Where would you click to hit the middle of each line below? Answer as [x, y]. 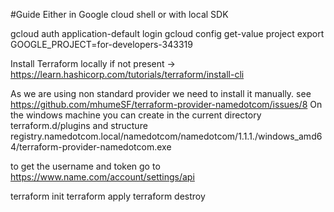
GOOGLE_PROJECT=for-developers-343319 [101, 44]
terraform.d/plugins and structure [79, 125]
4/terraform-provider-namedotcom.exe [91, 147]
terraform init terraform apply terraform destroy [108, 196]
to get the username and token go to [85, 166]
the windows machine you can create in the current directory [136, 115]
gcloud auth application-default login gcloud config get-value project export [167, 33]
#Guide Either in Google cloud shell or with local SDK [119, 14]
